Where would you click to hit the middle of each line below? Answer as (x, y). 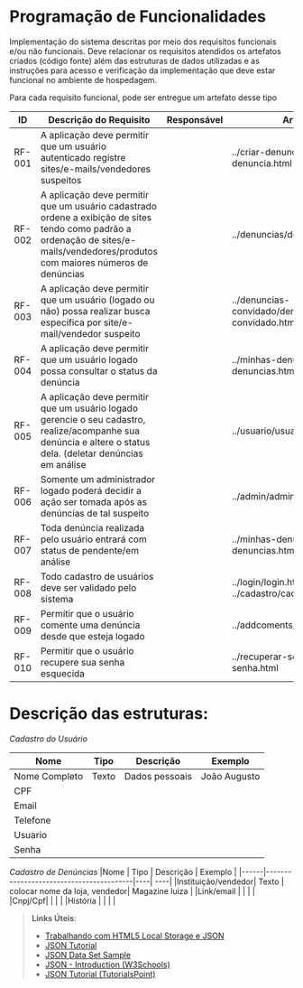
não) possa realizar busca (95, 311)
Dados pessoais (158, 776)
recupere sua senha (83, 662)
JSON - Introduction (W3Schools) (108, 965)
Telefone (32, 820)
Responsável (195, 119)
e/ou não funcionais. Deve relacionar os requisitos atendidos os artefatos (145, 51)
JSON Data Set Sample (88, 955)
